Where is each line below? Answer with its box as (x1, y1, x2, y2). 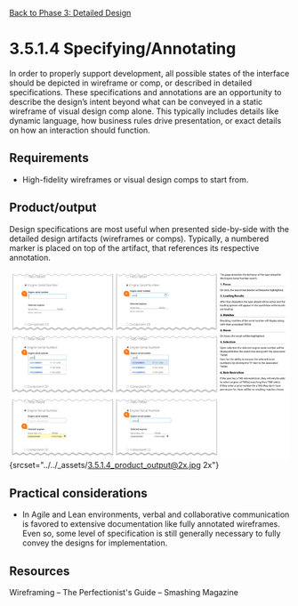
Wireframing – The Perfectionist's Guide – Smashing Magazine (9, 587, 238, 598)
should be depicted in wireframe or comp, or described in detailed (9, 77, 252, 88)
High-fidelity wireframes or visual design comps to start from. (21, 174, 249, 185)
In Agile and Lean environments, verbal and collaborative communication (21, 509, 290, 520)
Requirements (9, 150, 89, 166)
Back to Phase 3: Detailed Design (9, 8, 132, 18)
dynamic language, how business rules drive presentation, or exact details (9, 115, 282, 125)
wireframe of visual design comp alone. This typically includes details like (9, 106, 279, 117)
